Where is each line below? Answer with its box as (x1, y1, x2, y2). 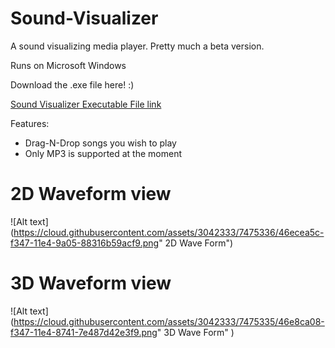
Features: (10, 117, 50, 129)
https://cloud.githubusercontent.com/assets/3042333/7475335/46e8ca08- (13, 315, 325, 327)
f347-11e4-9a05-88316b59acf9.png (10, 237, 160, 249)
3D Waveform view (10, 272, 172, 295)
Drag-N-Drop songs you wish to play (24, 137, 177, 149)
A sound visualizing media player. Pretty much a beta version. (10, 40, 265, 52)
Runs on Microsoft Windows (10, 59, 127, 71)
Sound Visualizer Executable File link (10, 98, 162, 110)
